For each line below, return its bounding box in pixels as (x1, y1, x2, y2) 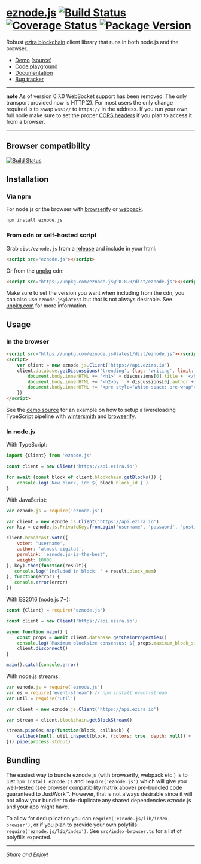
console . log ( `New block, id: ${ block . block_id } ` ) (17, 480, 148, 486)
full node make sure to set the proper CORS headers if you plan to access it (6, 111, 193, 119)
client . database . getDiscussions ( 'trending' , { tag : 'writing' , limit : (17, 368, 194, 374)
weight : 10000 (17, 557, 52, 563)
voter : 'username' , (17, 541, 66, 547)
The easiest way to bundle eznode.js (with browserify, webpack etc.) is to (6, 771, 188, 778)
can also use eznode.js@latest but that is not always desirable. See (6, 296, 172, 303)
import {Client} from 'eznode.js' (6, 453, 93, 459)
